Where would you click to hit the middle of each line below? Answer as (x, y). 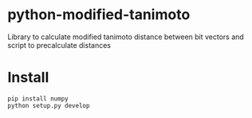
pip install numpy (38, 98)
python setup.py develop (49, 105)
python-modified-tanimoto (99, 15)
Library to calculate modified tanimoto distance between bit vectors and (126, 37)
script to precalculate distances (59, 45)
